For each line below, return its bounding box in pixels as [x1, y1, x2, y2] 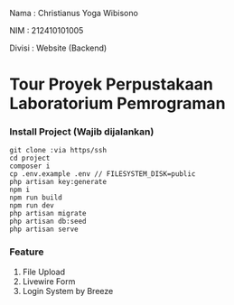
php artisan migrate [9, 209, 88, 218]
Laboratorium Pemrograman [9, 94, 226, 114]
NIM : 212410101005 [9, 25, 84, 35]
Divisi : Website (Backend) [9, 42, 108, 53]
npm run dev [9, 201, 54, 210]
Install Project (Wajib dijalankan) [9, 125, 154, 138]
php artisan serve [9, 225, 79, 234]
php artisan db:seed [9, 217, 88, 226]
